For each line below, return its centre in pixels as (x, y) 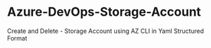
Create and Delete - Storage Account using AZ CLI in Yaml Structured (105, 31)
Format (17, 38)
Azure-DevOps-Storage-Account (104, 12)
